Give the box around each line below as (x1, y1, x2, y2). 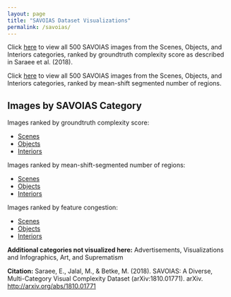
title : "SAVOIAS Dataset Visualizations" (7, 17, 131, 24)
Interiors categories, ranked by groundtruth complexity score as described (7, 50, 225, 59)
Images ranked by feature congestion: (7, 203, 118, 212)
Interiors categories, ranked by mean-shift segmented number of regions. (7, 79, 222, 88)
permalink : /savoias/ (7, 23, 71, 30)
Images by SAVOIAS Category (7, 100, 143, 112)
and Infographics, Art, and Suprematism (7, 253, 124, 262)
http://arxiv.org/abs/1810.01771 (7, 282, 97, 291)
